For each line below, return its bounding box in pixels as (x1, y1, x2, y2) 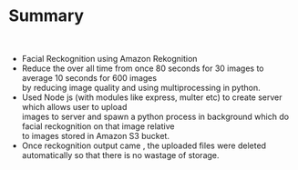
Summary (8, 5, 84, 26)
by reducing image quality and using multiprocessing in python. (21, 82, 261, 93)
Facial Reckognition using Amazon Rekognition (21, 53, 198, 64)
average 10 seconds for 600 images (21, 72, 157, 83)
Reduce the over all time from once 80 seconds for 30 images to (21, 63, 265, 74)
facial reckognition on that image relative (21, 120, 175, 132)
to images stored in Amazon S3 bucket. (21, 130, 170, 141)
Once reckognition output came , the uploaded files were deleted (21, 140, 266, 151)
